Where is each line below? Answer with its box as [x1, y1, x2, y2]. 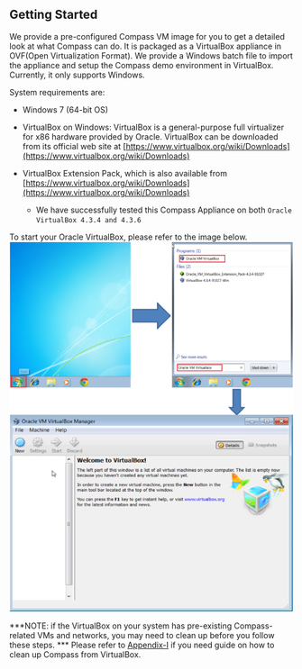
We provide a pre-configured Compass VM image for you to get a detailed [9, 31, 286, 41]
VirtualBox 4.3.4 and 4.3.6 [35, 215, 142, 224]
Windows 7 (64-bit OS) [22, 104, 109, 115]
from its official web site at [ [22, 140, 126, 151]
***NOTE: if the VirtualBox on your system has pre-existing [9, 620, 233, 631]
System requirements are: [9, 86, 105, 97]
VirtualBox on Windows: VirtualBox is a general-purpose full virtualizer [22, 122, 285, 132]
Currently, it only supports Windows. [9, 69, 146, 80]
